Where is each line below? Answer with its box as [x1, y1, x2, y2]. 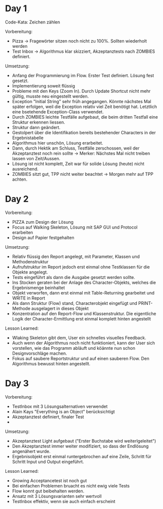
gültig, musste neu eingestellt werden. [12, 93, 89, 99]
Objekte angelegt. [12, 269, 48, 275]
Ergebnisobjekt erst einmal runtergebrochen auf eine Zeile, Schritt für [12, 453, 152, 459]
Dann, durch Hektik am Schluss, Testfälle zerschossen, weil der [12, 145, 140, 151]
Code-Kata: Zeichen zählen [5, 19, 60, 25]
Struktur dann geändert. [12, 124, 61, 130]
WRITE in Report [12, 295, 45, 301]
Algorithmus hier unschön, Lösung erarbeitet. [12, 140, 104, 146]
